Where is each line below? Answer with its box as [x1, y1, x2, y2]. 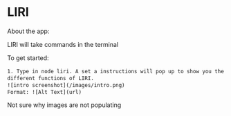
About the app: [7, 27, 50, 35]
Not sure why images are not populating [7, 101, 122, 109]
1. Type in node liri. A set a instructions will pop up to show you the [7, 68, 225, 75]
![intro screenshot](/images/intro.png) [7, 81, 126, 88]
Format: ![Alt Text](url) [7, 88, 82, 95]
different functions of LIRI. [7, 75, 95, 81]
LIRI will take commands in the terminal [7, 40, 119, 48]
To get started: [7, 53, 50, 62]
